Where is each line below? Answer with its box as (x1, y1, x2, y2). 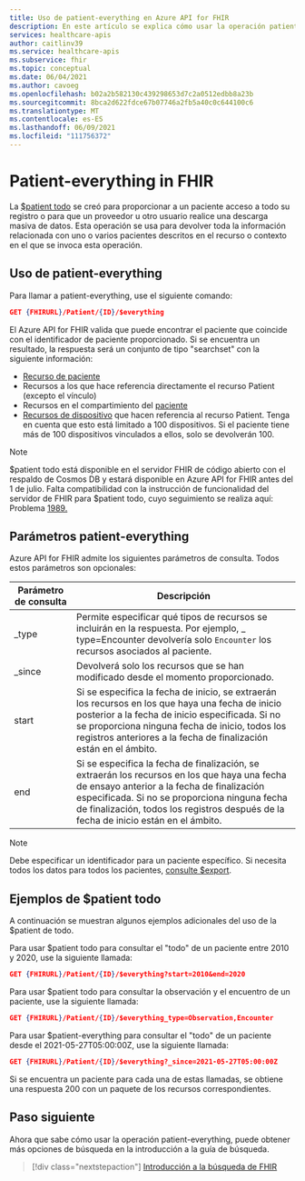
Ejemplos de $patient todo (9, 891, 162, 906)
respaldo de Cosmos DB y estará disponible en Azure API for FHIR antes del (9, 474, 293, 485)
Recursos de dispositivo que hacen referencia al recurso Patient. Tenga (22, 409, 290, 420)
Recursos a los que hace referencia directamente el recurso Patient (22, 380, 275, 391)
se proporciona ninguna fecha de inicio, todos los (75, 720, 287, 733)
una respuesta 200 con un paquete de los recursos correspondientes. (9, 1083, 271, 1094)
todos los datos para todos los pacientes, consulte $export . (9, 865, 232, 876)
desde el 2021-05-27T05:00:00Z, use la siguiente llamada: (9, 1039, 229, 1050)
